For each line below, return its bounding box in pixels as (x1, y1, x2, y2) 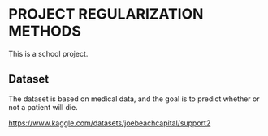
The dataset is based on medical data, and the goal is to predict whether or (8, 94, 260, 104)
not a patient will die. (8, 102, 79, 112)
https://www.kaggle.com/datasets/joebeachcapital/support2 (8, 118, 211, 128)
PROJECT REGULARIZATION (8, 5, 204, 23)
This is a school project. (8, 49, 89, 58)
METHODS (8, 22, 81, 40)
